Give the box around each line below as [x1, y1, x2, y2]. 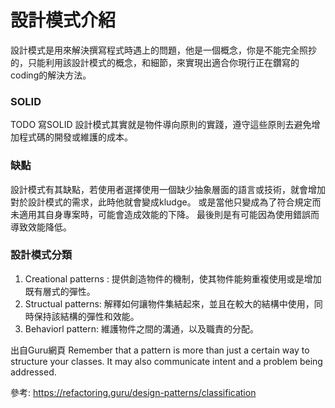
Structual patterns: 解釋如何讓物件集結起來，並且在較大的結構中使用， [24, 297, 315, 310]
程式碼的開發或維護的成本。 [18, 131, 133, 143]
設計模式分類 [10, 248, 73, 262]
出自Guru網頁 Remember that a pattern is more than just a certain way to [10, 344, 310, 356]
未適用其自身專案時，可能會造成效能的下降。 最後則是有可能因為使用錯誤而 [10, 208, 320, 220]
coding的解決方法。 [10, 69, 92, 81]
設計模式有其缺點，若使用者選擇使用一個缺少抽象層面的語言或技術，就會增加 [10, 183, 326, 195]
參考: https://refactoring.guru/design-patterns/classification [10, 386, 257, 398]
